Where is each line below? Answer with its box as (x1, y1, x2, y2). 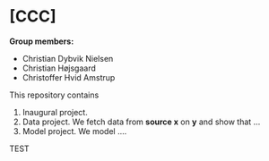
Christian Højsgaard (22, 63, 97, 73)
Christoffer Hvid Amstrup (22, 72, 116, 82)
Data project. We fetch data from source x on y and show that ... (22, 116, 261, 127)
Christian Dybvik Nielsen (22, 53, 114, 64)
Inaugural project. (22, 106, 88, 117)
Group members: (9, 36, 74, 47)
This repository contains (9, 89, 100, 100)
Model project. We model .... (22, 125, 127, 136)
